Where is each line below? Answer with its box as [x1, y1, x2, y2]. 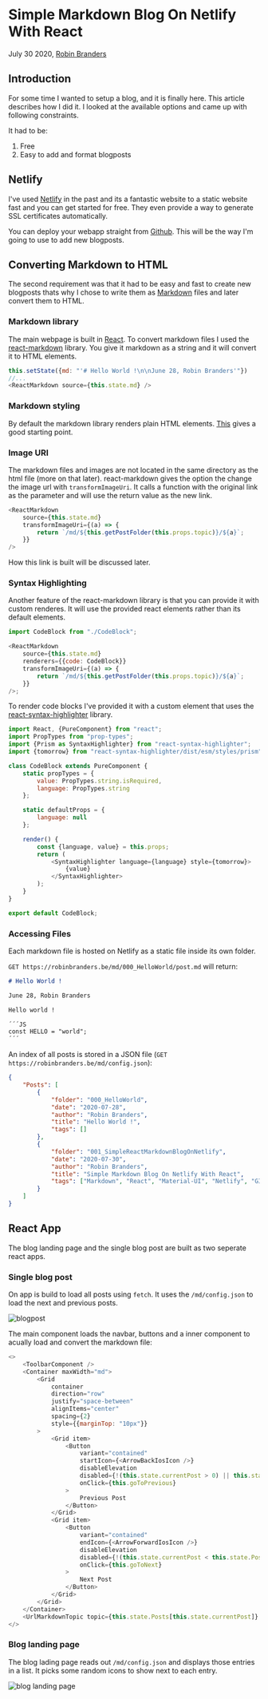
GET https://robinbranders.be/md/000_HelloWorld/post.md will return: [8, 961, 238, 971]
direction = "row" [50, 1390, 105, 1398]
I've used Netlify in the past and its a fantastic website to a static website [8, 194, 248, 204]
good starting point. [8, 427, 73, 437]
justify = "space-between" [50, 1397, 134, 1406]
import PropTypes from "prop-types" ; [8, 733, 134, 741]
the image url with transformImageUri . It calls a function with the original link [8, 481, 258, 492]
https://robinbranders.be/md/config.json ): [8, 1058, 153, 1067]
